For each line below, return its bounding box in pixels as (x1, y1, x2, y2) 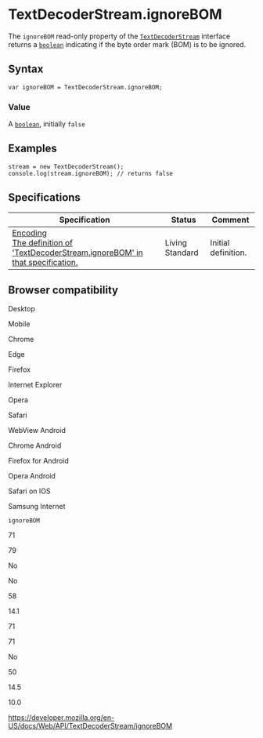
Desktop (8, 304, 35, 314)
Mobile (8, 319, 31, 329)
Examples (8, 142, 57, 155)
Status (171, 214, 196, 225)
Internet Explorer (8, 380, 63, 390)
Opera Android (8, 471, 56, 481)
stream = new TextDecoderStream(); (8, 162, 124, 170)
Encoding (12, 227, 47, 238)
